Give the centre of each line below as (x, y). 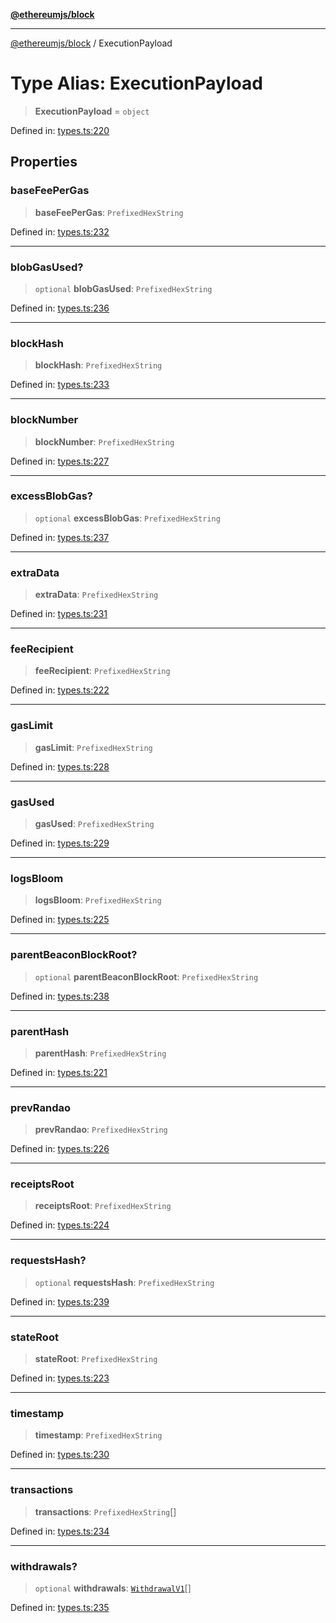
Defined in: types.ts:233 (60, 385)
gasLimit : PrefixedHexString (93, 747)
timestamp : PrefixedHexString (98, 1435)
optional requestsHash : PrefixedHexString (124, 1282)
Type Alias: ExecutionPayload (136, 83)
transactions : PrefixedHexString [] (105, 1511)
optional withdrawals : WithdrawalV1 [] (113, 1588)
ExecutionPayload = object (92, 111)
